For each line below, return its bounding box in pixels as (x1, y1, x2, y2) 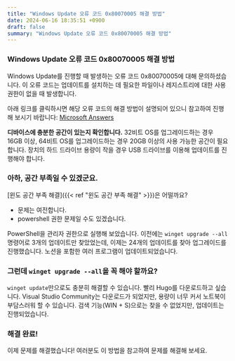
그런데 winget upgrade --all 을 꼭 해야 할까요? (7, 266, 158, 276)
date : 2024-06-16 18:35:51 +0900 (7, 17, 105, 24)
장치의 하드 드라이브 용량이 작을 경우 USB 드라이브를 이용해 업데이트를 (27, 145, 220, 154)
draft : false (7, 23, 46, 30)
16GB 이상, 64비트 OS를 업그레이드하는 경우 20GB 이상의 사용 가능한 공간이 (7, 136, 215, 145)
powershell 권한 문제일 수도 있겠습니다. (17, 214, 126, 223)
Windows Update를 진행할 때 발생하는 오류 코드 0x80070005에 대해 (7, 72, 197, 80)
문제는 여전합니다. (17, 205, 67, 214)
